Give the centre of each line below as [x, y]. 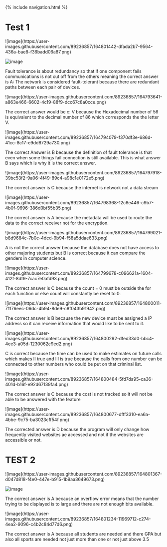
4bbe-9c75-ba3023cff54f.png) [37, 420]
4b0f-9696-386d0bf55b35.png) [38, 208]
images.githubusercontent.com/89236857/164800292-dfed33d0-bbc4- [80, 338]
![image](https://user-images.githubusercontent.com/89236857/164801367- [84, 474]
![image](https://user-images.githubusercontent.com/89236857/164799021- [84, 232]
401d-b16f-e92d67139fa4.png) [37, 384]
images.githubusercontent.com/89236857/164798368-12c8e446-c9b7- [80, 202]
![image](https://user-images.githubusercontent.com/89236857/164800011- [83, 303]
